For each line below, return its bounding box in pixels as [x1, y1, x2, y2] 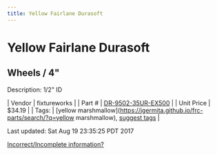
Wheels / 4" [7, 67, 60, 79]
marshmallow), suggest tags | [75, 113, 161, 121]
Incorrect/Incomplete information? [7, 140, 105, 148]
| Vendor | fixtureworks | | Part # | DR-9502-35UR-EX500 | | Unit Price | [7, 99, 211, 107]
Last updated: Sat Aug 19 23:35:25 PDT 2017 [7, 127, 134, 135]
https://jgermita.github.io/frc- [119, 106, 203, 114]
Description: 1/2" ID [7, 85, 63, 94]
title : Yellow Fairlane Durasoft [7, 10, 103, 17]
